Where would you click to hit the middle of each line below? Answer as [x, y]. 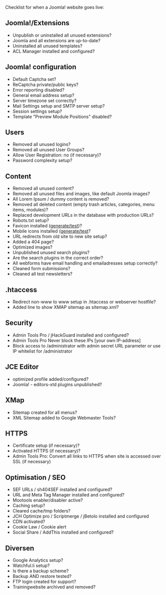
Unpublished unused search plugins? [51, 252]
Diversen [20, 548]
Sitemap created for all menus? [45, 412]
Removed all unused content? [43, 189]
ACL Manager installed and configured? [54, 51]
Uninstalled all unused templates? [47, 46]
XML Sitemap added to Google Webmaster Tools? [64, 417]
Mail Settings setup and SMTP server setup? [59, 106]
